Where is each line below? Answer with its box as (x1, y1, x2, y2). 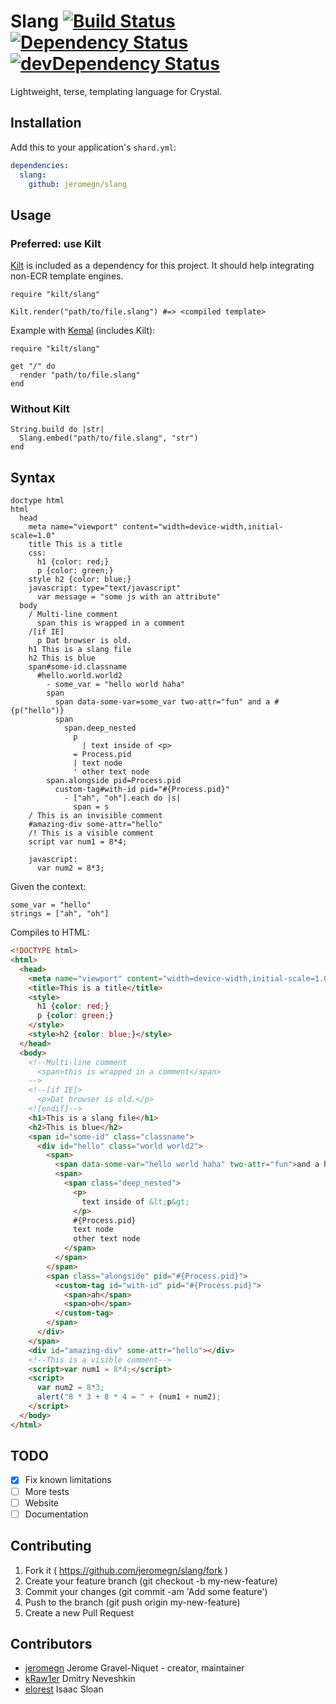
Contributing (10, 1538, 92, 1555)
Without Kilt (10, 401, 70, 415)
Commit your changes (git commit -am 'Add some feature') (24, 1585, 268, 1597)
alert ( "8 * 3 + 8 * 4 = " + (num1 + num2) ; (36, 1392, 222, 1402)
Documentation (24, 1508, 89, 1520)
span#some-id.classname (28, 662, 128, 672)
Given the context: (10, 881, 87, 893)
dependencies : (10, 160, 70, 170)
